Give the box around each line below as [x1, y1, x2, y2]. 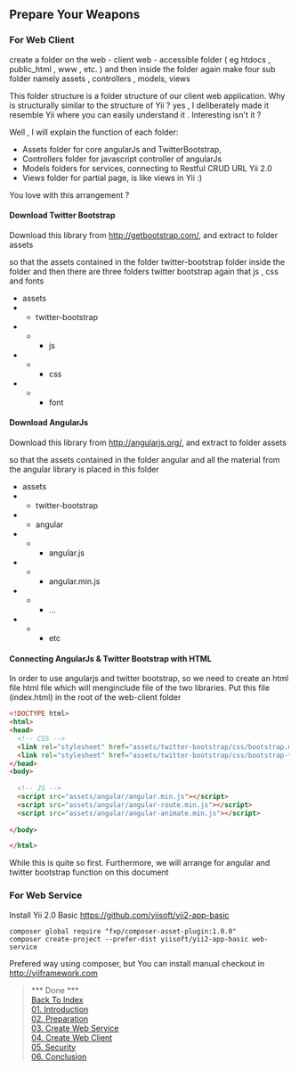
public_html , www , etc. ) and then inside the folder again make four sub [9, 63, 276, 74]
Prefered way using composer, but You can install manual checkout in [9, 958, 265, 968]
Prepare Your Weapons [9, 7, 141, 22]
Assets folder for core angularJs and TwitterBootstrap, [21, 144, 222, 154]
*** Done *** [30, 984, 79, 995]
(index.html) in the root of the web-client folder [9, 692, 182, 703]
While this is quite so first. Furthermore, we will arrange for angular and [9, 858, 271, 868]
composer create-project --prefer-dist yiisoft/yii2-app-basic [9, 934, 249, 943]
